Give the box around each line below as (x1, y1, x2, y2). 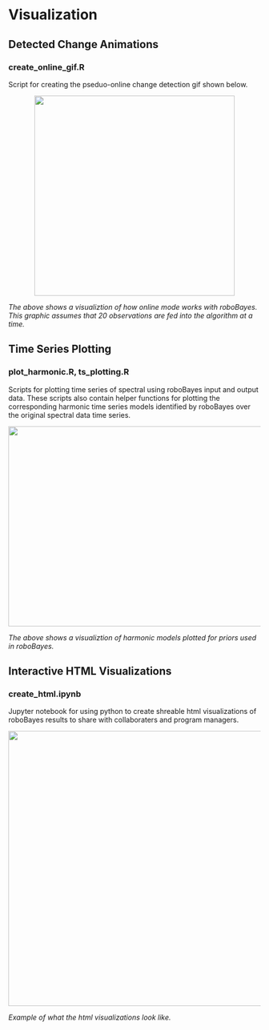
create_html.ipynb (8, 688, 82, 699)
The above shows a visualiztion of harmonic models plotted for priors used (8, 632, 257, 642)
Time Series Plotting (8, 343, 112, 356)
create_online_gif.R (8, 62, 86, 73)
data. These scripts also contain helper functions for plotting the (8, 393, 220, 403)
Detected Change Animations (8, 38, 159, 51)
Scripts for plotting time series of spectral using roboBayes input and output (8, 384, 259, 394)
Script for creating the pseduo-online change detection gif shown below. (8, 79, 248, 89)
